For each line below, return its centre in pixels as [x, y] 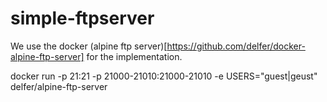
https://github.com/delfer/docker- [236, 46]
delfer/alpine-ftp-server [59, 86]
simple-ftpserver [82, 18]
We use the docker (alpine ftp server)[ [89, 46]
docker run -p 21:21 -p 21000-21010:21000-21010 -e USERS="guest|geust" [164, 76]
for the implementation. [134, 56]
